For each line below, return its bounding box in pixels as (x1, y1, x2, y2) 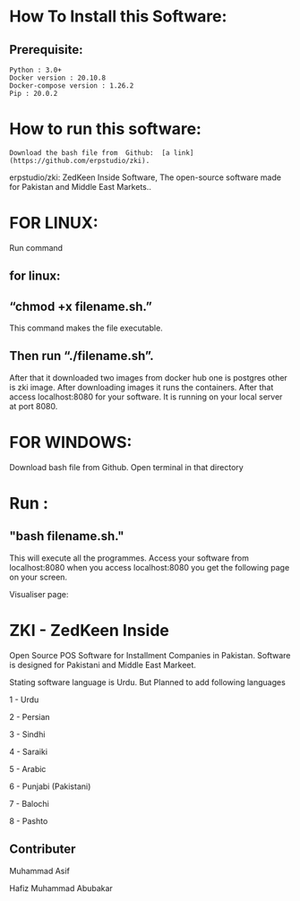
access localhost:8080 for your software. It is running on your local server (9, 391, 283, 402)
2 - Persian (9, 711, 51, 722)
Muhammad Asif (9, 865, 70, 876)
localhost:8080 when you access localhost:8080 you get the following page (9, 562, 290, 572)
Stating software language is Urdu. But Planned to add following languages (9, 676, 287, 687)
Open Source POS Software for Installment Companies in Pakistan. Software (9, 649, 291, 660)
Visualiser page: (9, 588, 69, 599)
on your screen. (9, 571, 68, 582)
